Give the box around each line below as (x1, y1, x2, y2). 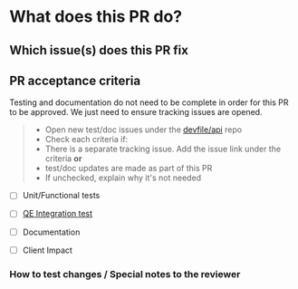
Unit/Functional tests (22, 190, 101, 201)
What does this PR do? (9, 6, 183, 27)
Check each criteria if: (44, 134, 129, 145)
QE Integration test (22, 208, 93, 219)
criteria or (44, 153, 82, 164)
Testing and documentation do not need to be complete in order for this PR (9, 97, 289, 108)
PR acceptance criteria (9, 72, 141, 88)
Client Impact (22, 245, 72, 255)
